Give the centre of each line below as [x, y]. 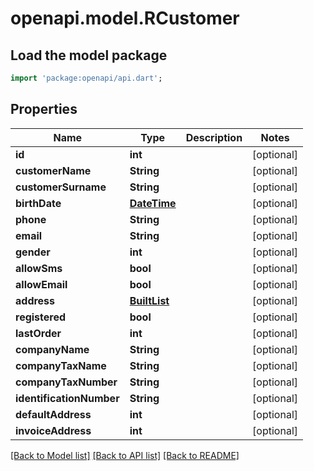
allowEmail [41, 284]
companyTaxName [61, 365]
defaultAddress [53, 414]
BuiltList [149, 300]
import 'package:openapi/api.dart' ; [86, 78]
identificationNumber [67, 398]
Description [214, 137]
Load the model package [89, 55]
